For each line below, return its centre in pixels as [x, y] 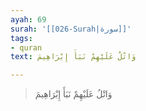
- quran [26, 47]
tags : [21, 38]
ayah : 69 [28, 19]
